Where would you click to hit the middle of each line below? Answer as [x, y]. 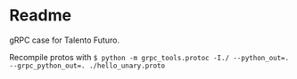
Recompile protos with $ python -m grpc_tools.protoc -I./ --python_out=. [149, 57]
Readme [41, 16]
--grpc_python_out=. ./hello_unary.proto [87, 66]
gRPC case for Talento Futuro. [65, 40]
